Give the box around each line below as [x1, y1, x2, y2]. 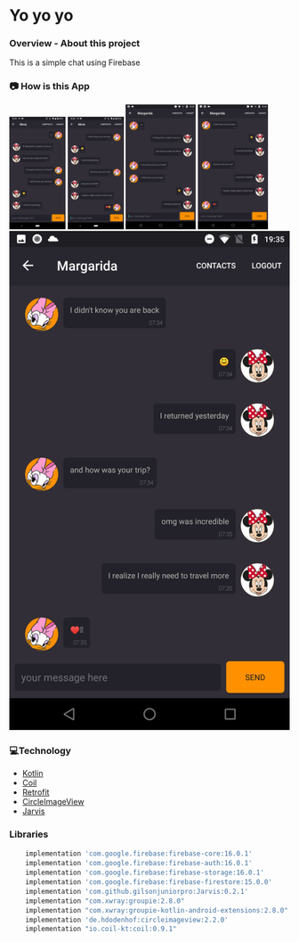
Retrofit [21, 787, 50, 798]
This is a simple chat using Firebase [9, 57, 141, 68]
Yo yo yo [9, 5, 74, 26]
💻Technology [9, 744, 71, 757]
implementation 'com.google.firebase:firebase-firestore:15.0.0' [25, 878, 273, 887]
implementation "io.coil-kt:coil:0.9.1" [25, 924, 177, 934]
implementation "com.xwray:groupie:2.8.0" [25, 897, 185, 905]
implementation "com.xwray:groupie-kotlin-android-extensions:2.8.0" [25, 905, 289, 914]
